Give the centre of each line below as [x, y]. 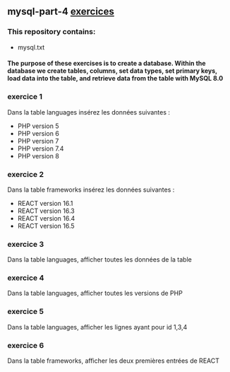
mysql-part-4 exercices [61, 12]
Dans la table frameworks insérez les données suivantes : [91, 190]
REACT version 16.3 [46, 211]
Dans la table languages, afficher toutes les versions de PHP [95, 293]
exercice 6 [26, 345]
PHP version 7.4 [41, 149]
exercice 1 [25, 97]
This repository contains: [52, 32]
